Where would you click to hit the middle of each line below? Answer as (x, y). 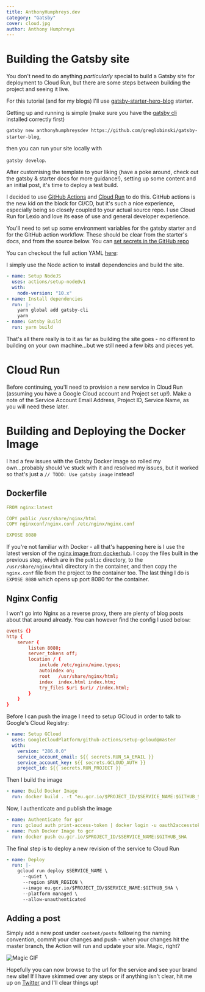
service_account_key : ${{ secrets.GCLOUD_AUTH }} (82, 762)
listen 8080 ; (45, 648)
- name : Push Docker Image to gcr (50, 831)
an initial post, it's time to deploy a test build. (62, 185)
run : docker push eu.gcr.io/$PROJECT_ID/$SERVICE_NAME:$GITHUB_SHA (99, 837)
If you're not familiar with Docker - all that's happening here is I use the (95, 547)
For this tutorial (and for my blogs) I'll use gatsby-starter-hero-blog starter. (100, 101)
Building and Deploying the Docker (96, 431)
